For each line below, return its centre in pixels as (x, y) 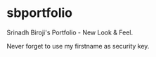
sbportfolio (40, 13)
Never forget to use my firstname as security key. (78, 46)
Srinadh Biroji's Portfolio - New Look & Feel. (70, 32)
